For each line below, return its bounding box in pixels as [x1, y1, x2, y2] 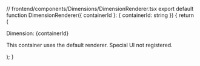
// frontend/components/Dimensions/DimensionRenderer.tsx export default [6, 5, 194, 12]
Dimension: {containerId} [6, 30, 69, 37]
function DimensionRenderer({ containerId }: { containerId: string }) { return [6, 12, 195, 19]
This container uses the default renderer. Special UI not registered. [6, 42, 173, 48]
